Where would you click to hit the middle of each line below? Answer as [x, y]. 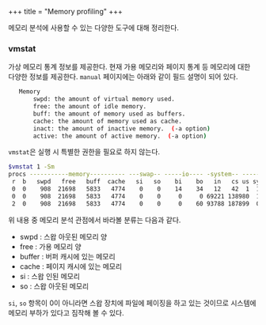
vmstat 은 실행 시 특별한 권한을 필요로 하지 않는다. [84, 152]
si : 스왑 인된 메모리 [50, 276]
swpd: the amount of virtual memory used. [104, 99]
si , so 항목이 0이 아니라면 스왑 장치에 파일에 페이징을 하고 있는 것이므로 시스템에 [132, 303]
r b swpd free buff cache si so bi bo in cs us [130, 182]
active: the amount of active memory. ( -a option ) [120, 136]
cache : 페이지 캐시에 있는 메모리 [71, 266]
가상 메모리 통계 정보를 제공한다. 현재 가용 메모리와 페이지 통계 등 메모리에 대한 [129, 67]
